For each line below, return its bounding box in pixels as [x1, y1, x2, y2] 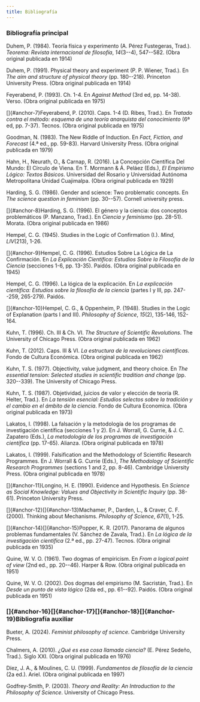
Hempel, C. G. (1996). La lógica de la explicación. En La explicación [6, 280, 173, 287]
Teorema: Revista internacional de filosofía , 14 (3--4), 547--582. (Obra [6, 49, 180, 56]
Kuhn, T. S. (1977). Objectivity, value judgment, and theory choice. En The [6, 365, 188, 372]
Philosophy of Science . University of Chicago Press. [6, 689, 135, 696]
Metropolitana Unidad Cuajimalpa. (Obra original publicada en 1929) [6, 177, 174, 184]
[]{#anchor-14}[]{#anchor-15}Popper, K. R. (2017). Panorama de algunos [6, 524, 185, 531]
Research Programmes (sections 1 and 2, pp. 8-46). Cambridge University [6, 463, 190, 471]
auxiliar [51, 614, 74, 623]
